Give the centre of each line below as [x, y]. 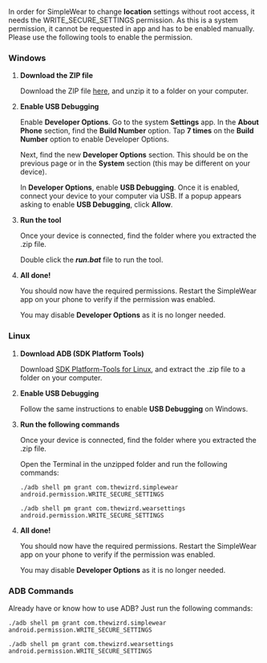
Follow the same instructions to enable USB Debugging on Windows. [134, 408]
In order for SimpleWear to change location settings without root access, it [131, 12]
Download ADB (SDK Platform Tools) [82, 354]
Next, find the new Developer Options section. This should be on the [134, 155]
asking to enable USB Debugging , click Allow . [96, 205]
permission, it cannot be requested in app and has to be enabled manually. [131, 29]
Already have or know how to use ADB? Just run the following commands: [131, 608]
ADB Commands [41, 591]
